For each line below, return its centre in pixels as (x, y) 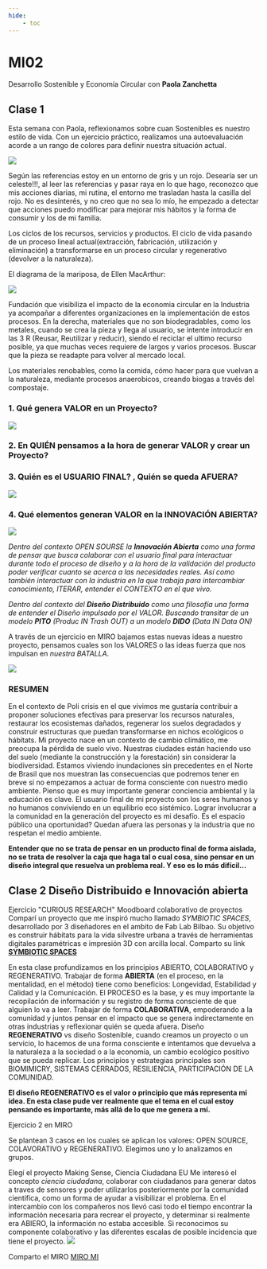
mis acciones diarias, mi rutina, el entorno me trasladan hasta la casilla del (130, 193)
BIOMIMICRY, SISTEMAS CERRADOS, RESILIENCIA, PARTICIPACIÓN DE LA (131, 1069)
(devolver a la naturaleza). (51, 259)
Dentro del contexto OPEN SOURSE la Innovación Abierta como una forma (132, 547)
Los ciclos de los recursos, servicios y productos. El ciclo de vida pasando (130, 234)
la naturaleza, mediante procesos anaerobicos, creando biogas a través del (131, 380)
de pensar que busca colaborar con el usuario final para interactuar (120, 555)
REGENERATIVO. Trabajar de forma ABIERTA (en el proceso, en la (116, 976)
